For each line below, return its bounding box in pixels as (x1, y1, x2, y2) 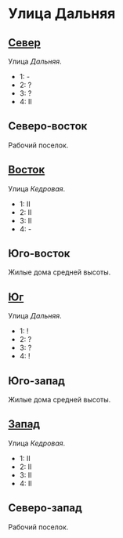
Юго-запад (8, 374, 65, 387)
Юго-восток (8, 247, 71, 260)
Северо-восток (8, 119, 88, 133)
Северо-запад (8, 501, 82, 514)
